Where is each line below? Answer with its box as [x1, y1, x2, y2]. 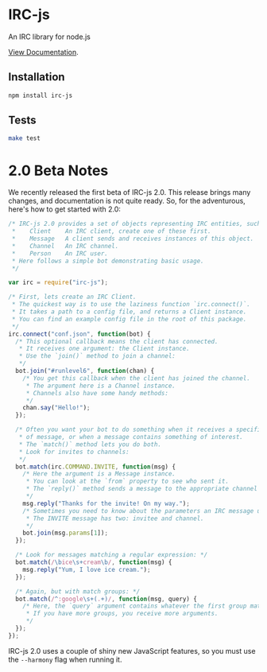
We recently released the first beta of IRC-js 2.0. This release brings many [8, 188, 251, 197]
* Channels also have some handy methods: [25, 389, 169, 397]
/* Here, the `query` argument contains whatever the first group [22, 602, 247, 610]
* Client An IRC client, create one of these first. [11, 227, 212, 235]
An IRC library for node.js [8, 32, 91, 41]
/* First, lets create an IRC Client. [8, 293, 137, 301]
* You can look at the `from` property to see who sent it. [25, 477, 229, 486]
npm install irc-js [8, 91, 73, 99]
